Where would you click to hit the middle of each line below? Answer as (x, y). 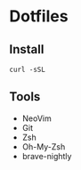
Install (27, 49)
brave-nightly (47, 156)
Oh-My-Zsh (44, 146)
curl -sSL (28, 69)
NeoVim (36, 118)
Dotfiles (39, 16)
